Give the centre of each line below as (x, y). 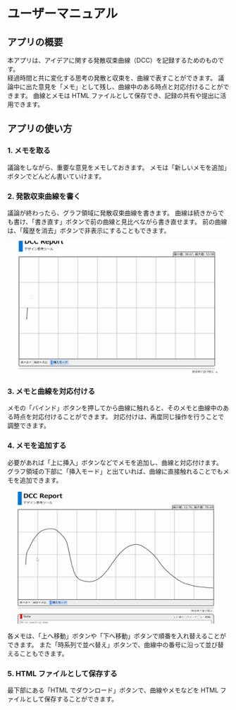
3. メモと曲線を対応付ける (51, 392)
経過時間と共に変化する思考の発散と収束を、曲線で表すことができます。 (112, 78)
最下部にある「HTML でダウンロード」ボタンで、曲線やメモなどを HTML (113, 690)
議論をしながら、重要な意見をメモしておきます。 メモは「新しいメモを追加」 (117, 167)
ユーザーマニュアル (63, 14)
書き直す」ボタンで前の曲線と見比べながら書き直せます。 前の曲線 (131, 222)
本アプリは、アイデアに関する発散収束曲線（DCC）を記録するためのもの (113, 60)
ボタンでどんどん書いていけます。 (56, 176)
